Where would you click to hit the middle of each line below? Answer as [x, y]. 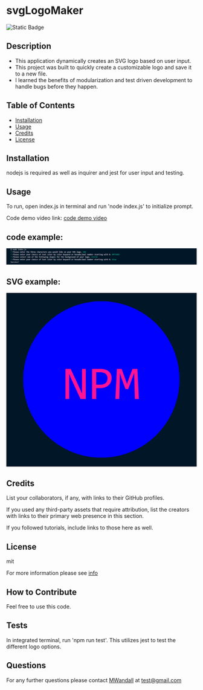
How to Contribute [42, 592]
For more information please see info [52, 573]
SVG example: [34, 282]
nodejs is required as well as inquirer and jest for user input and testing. [95, 173]
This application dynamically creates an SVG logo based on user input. [103, 60]
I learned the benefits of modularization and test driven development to [104, 80]
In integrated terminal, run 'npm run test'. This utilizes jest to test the [91, 640]
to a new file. [31, 74]
